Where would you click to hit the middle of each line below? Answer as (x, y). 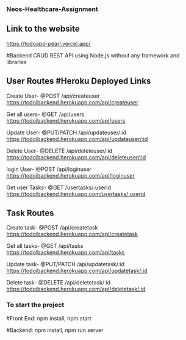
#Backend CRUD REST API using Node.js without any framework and (93, 55)
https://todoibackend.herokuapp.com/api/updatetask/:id (77, 271)
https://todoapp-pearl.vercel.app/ (48, 43)
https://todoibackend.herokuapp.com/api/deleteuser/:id (76, 157)
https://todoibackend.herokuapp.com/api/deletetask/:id (76, 289)
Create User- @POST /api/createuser (53, 96)
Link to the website (43, 29)
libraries (16, 62)
